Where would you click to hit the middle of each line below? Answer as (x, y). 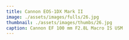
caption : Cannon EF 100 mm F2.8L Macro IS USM (64, 28)
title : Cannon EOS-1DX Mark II (45, 11)
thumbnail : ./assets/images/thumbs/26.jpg (59, 22)
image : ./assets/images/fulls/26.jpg (53, 17)
